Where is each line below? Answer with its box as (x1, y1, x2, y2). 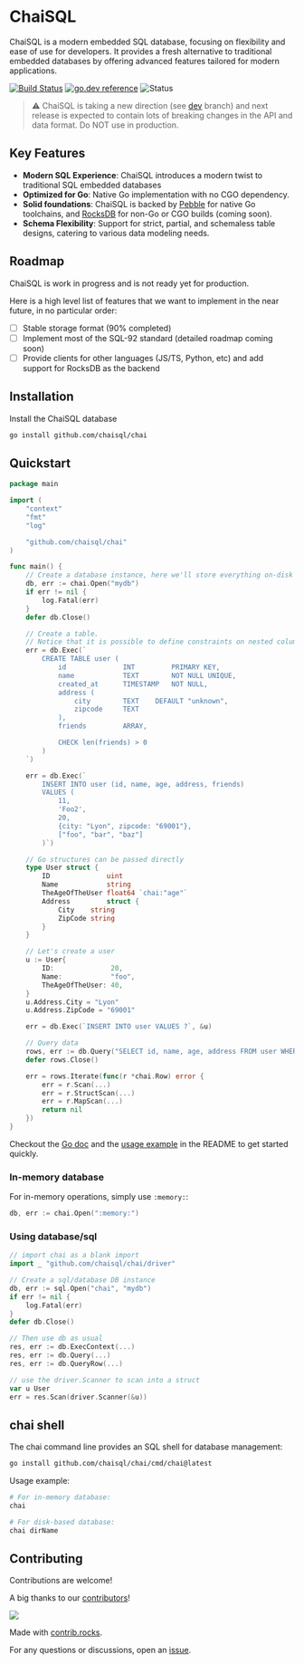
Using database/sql (9, 1229, 98, 1242)
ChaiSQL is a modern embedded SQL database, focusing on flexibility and (9, 36, 286, 47)
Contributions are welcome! (9, 1575, 113, 1586)
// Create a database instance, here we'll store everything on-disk (25, 570, 294, 580)
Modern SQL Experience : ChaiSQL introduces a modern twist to (22, 169, 263, 180)
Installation (9, 389, 74, 405)
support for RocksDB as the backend (22, 362, 160, 373)
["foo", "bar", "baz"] (57, 830, 144, 839)
